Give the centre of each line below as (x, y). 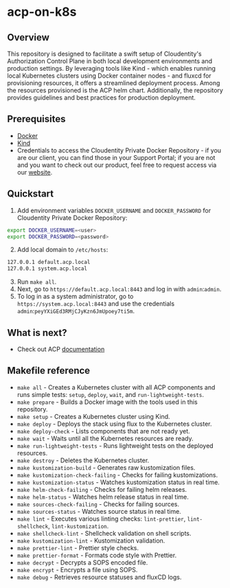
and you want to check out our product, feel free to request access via (117, 165)
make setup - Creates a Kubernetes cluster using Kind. (93, 416)
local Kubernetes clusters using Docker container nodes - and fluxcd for (109, 76)
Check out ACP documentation (61, 349)
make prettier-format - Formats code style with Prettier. (97, 555)
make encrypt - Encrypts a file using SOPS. (77, 569)
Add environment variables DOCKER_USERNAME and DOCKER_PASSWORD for (114, 210)
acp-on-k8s (42, 12)
